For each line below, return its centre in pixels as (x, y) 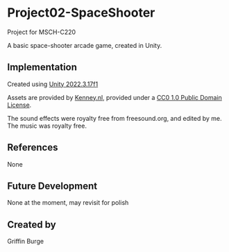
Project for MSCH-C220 (42, 32)
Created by (32, 225)
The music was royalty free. (47, 126)
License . (19, 105)
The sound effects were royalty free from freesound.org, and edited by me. (114, 118)
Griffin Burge (25, 242)
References (33, 148)
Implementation (42, 67)
